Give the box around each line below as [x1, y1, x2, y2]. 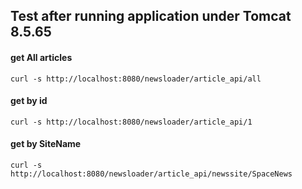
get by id [10, 95, 48, 107]
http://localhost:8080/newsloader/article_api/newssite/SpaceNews [10, 169, 293, 179]
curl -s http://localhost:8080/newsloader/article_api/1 [10, 117, 253, 127]
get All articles [10, 51, 73, 63]
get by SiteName [10, 138, 82, 150]
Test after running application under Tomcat [10, 8, 292, 25]
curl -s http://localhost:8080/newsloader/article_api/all [10, 74, 262, 84]
